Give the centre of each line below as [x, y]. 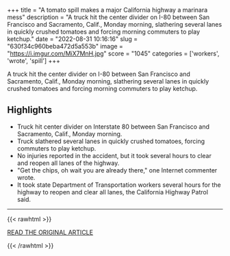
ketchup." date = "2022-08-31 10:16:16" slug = [73, 39]
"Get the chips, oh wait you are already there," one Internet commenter [117, 170]
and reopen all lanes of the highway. [68, 163]
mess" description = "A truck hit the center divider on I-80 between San [108, 17]
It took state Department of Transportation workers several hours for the [119, 185]
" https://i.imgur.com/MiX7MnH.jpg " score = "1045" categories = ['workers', [113, 53]
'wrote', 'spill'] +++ [34, 61]
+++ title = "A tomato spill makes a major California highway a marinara [107, 10]
